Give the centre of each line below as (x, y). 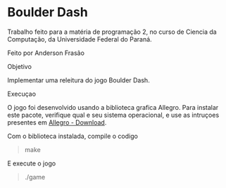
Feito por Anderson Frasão (46, 53)
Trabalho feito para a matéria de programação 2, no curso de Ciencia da (112, 32)
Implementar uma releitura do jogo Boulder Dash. (79, 80)
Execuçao (22, 94)
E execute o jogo (32, 163)
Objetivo (19, 66)
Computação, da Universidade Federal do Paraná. (80, 39)
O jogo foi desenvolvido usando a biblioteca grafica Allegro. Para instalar (113, 107)
